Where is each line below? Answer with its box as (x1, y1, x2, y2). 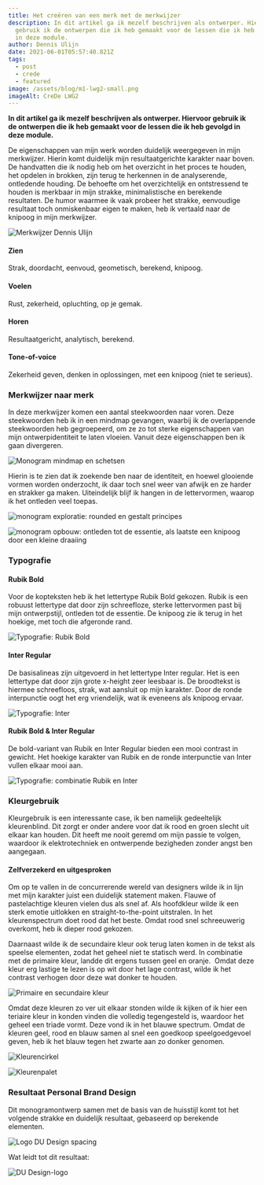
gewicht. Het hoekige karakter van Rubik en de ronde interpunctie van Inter (8, 752, 251, 761)
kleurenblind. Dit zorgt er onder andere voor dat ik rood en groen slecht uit (8, 822, 249, 831)
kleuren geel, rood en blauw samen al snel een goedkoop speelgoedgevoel (8, 1028, 251, 1038)
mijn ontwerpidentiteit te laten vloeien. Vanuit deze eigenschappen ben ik (8, 432, 246, 442)
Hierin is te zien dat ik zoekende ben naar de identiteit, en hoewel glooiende (8, 472, 254, 481)
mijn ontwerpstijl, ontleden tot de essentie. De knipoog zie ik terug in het (8, 609, 243, 618)
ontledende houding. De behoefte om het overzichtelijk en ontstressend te (8, 179, 249, 189)
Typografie (8, 555, 52, 566)
